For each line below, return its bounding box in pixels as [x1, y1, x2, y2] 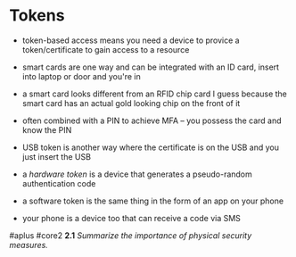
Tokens [9, 5, 65, 26]
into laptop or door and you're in [21, 70, 141, 81]
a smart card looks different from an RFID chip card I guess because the [21, 88, 288, 99]
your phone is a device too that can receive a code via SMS [21, 212, 241, 223]
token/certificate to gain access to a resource [21, 44, 190, 54]
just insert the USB [21, 151, 92, 162]
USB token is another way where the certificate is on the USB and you [21, 142, 279, 153]
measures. [9, 239, 49, 250]
